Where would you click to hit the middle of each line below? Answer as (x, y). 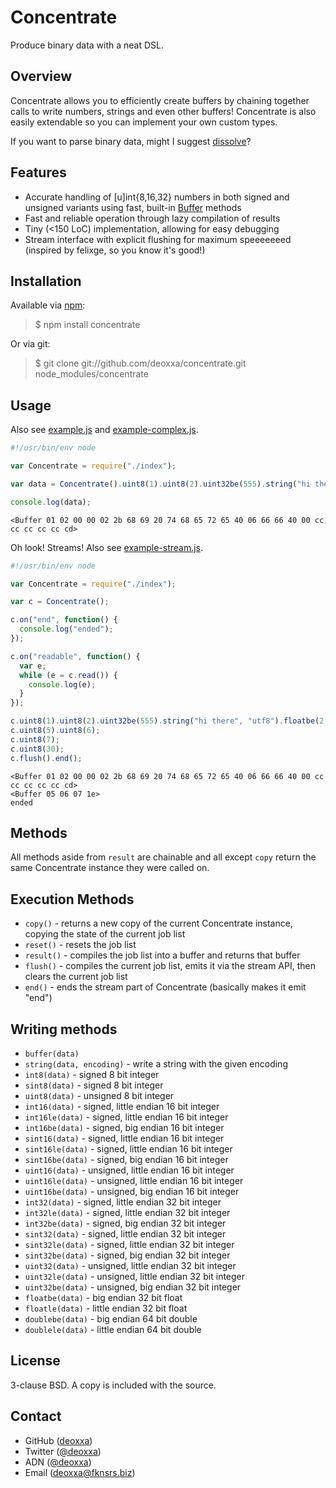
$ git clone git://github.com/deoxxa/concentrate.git (140, 363)
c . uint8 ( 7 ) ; (35, 739)
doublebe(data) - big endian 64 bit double (111, 1319)
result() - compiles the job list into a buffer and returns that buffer (162, 955)
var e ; (33, 666)
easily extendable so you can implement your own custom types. (144, 122)
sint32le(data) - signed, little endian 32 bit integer (129, 1244)
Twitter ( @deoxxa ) (63, 1451)
